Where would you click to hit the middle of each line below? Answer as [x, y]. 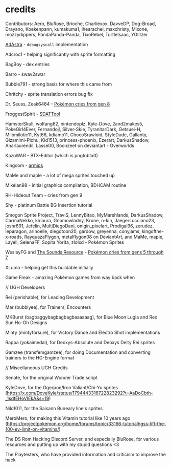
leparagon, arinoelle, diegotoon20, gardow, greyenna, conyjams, [73, 231]
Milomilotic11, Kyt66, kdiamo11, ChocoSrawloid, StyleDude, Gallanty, [77, 135]
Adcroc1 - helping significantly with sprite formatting [60, 54]
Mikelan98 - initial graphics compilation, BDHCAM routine [66, 185]
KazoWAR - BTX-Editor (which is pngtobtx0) [52, 155]
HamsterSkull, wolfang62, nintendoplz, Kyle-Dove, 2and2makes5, [75, 123]
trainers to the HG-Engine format [40, 357]
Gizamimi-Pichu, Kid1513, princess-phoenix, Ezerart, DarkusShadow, [77, 140]
